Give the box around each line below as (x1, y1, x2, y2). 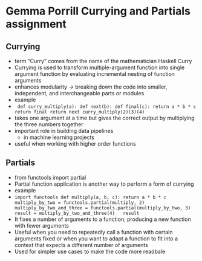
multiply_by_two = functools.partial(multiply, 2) (14, 199, 145, 206)
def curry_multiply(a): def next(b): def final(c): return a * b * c (17, 104, 197, 110)
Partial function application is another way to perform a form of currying (14, 180, 194, 188)
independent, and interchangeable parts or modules (14, 90, 145, 97)
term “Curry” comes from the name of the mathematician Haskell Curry (14, 58, 192, 64)
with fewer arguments (14, 222, 69, 229)
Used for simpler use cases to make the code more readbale (14, 248, 166, 255)
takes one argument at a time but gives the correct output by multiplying (14, 114, 195, 121)
